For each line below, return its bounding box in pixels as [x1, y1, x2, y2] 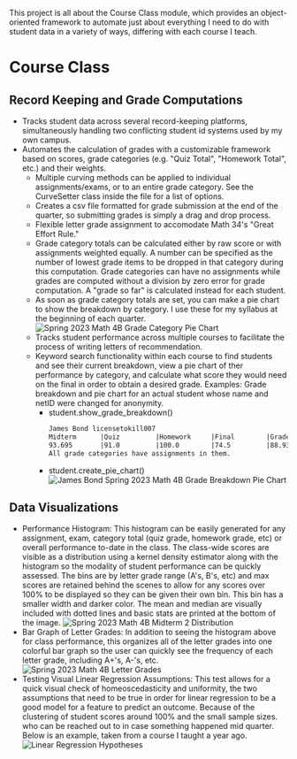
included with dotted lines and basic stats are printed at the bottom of [21, 608, 277, 618]
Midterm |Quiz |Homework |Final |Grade [48, 433, 291, 441]
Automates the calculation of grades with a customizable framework [21, 144, 271, 154]
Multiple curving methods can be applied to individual [34, 172, 232, 182]
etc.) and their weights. [21, 163, 107, 173]
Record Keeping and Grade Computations [9, 92, 243, 107]
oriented [9, 17, 40, 27]
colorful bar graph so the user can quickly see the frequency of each [21, 646, 274, 656]
